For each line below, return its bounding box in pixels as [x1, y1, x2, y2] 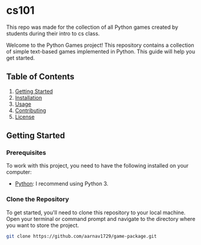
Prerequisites [6, 148, 46, 157]
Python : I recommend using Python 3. [14, 180, 109, 187]
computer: [6, 169, 32, 176]
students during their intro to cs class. [6, 29, 100, 37]
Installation [14, 94, 43, 101]
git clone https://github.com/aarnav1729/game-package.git [6, 233, 157, 239]
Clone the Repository [6, 195, 70, 204]
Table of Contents [6, 71, 75, 82]
